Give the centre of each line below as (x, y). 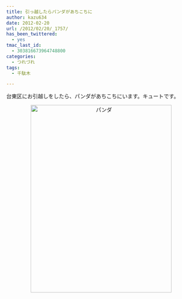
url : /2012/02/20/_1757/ (37, 29)
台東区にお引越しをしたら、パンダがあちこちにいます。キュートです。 (93, 96)
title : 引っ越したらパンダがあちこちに (50, 12)
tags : (13, 68)
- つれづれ (23, 62)
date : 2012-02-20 (28, 23)
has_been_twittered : (32, 34)
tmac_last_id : (24, 46)
